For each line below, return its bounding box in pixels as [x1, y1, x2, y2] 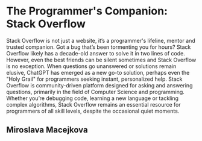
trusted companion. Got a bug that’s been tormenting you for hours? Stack [6, 43, 191, 51]
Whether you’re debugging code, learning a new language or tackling [6, 95, 179, 102]
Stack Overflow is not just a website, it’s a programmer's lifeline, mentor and [6, 37, 195, 44]
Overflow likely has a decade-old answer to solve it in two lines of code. [6, 49, 185, 57]
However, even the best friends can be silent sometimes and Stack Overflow [6, 56, 197, 63]
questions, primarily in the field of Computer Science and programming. [6, 88, 185, 95]
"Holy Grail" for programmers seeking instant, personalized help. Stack [6, 75, 183, 83]
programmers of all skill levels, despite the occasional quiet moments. [6, 107, 180, 114]
